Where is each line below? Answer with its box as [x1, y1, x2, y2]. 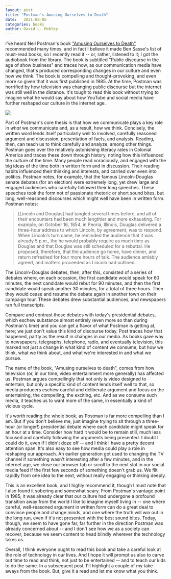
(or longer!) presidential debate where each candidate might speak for [16, 424, 164, 430]
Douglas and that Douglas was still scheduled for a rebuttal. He [17, 243, 151, 249]
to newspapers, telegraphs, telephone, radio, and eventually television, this [5, 339, 163, 345]
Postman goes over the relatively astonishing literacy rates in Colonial [5, 146, 152, 153]
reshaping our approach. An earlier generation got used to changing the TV [5, 451, 164, 457]
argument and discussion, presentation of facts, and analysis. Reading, [5, 136, 155, 142]
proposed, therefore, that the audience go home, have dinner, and [17, 248, 157, 255]
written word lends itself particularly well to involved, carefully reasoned [5, 131, 157, 137]
